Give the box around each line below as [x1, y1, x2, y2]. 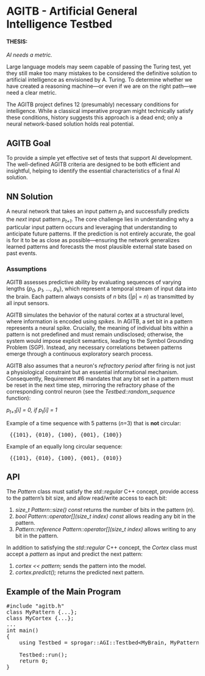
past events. [6, 249, 38, 257]
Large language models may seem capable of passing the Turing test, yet [6, 63, 191, 71]
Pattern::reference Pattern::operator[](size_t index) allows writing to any [15, 526, 196, 533]
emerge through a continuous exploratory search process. [6, 350, 153, 358]
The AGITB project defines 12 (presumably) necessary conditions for [6, 101, 179, 108]
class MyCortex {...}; [6, 615, 74, 622]
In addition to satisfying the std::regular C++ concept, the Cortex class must [6, 544, 198, 552]
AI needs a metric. [6, 51, 52, 59]
